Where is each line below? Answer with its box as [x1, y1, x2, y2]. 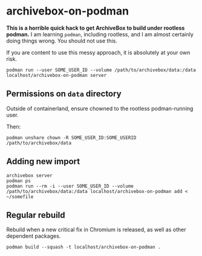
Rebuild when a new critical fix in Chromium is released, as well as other [6, 226, 186, 234]
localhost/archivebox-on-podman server [6, 72, 107, 78]
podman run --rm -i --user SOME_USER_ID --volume [6, 183, 134, 189]
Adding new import [6, 156, 80, 167]
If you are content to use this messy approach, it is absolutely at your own [6, 48, 191, 56]
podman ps [6, 177, 31, 184]
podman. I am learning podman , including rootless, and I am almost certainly [6, 30, 194, 38]
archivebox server [6, 172, 53, 179]
